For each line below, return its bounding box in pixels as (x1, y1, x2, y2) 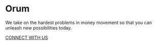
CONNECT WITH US (5, 34, 48, 40)
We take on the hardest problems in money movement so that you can (5, 19, 152, 25)
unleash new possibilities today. (5, 24, 72, 30)
